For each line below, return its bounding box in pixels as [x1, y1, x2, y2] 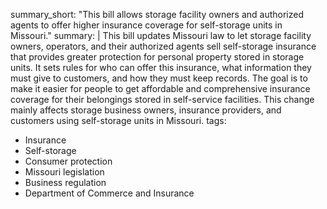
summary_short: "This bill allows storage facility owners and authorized [10, 9, 305, 20]
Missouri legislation [24, 166, 105, 178]
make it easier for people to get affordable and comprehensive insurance [10, 83, 311, 94]
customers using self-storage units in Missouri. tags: [10, 115, 227, 126]
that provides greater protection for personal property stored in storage [10, 51, 305, 63]
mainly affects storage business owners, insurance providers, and [10, 104, 282, 116]
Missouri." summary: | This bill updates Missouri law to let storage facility [10, 30, 312, 41]
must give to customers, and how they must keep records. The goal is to [10, 72, 308, 84]
